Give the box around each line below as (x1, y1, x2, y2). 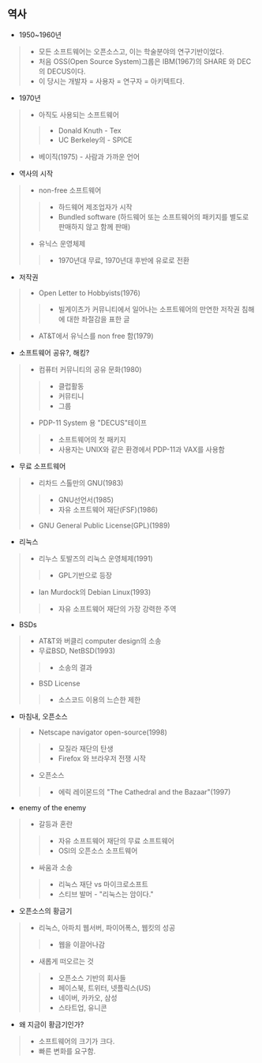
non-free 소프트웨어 (38, 185, 102, 195)
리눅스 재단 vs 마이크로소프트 (58, 879, 149, 888)
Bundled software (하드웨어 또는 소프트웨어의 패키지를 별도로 (58, 212, 249, 221)
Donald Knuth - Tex (58, 126, 122, 135)
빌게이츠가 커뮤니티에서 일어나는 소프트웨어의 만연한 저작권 (58, 304, 240, 314)
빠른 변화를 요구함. (38, 1046, 96, 1056)
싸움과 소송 (38, 862, 73, 872)
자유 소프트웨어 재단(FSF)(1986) (58, 505, 159, 514)
